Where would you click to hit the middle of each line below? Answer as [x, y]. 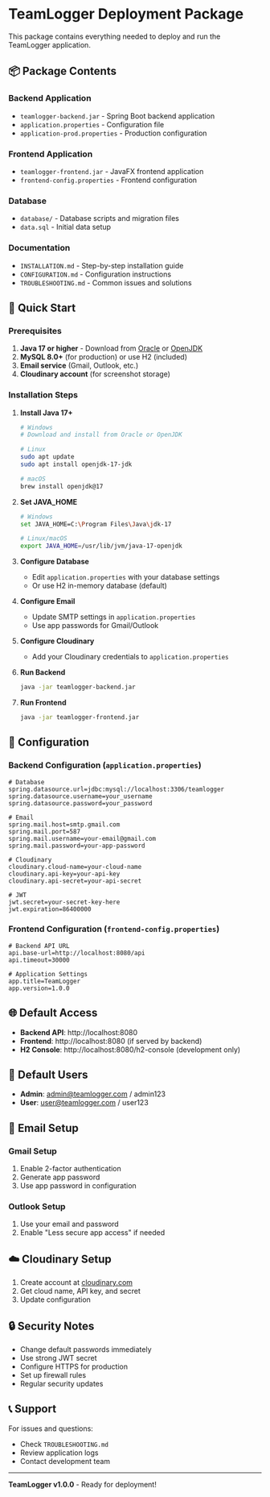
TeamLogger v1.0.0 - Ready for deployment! [82, 1484]
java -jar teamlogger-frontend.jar [80, 717]
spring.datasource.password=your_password [80, 803]
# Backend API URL [39, 946]
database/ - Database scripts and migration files [99, 218]
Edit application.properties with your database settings [126, 577]
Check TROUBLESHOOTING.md [64, 1444]
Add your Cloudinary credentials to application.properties [130, 657]
